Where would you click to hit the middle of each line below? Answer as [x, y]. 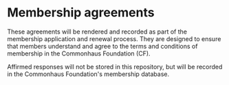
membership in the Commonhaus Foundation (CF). [79, 53]
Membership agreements [81, 13]
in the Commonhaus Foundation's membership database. [88, 74]
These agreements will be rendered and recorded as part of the [97, 32]
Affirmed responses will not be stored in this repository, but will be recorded [115, 66]
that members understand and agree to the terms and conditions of [102, 46]
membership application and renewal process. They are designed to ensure [114, 38]
